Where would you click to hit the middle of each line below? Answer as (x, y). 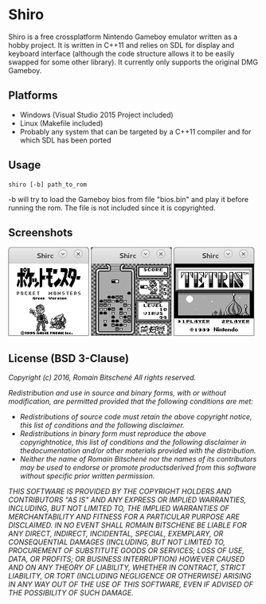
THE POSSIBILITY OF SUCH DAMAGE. (71, 593)
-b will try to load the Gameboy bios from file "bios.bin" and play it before (129, 199)
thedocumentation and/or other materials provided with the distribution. (138, 450)
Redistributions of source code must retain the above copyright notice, (136, 417)
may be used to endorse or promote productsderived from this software (138, 468)
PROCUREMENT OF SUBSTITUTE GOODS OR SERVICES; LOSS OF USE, (127, 551)
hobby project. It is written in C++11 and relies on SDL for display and (121, 45)
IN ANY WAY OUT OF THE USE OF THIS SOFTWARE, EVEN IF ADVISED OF (131, 585)
